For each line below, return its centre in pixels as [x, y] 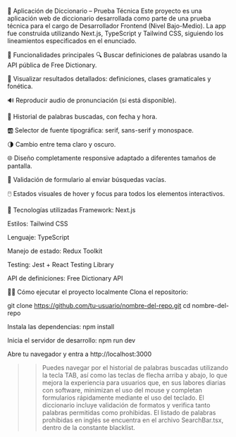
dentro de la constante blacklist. [89, 427]
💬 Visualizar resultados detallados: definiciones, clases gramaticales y [109, 79]
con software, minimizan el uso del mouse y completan [122, 390]
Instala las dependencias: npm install [61, 327]
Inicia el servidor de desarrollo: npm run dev [72, 340]
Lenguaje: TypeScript [38, 237]
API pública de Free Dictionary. [52, 65]
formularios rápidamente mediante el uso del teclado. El [123, 398]
